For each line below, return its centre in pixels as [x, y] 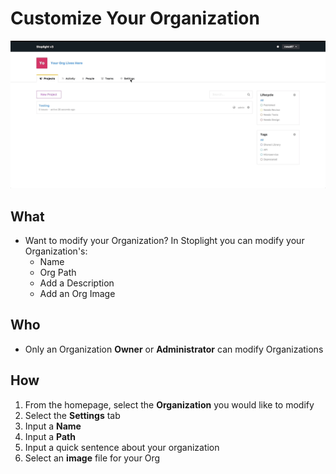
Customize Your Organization [135, 18]
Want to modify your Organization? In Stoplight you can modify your [164, 240]
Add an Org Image [77, 293]
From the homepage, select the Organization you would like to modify [169, 404]
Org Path [58, 272]
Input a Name [53, 426]
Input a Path [50, 436]
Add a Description [77, 283]
